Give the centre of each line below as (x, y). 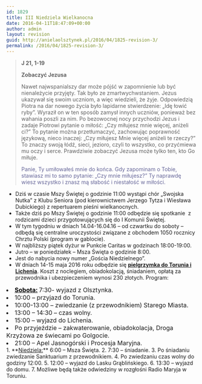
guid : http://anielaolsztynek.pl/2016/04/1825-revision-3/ (82, 40)
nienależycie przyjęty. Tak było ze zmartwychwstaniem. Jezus (99, 93)
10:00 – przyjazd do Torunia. (55, 297)
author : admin (24, 29)
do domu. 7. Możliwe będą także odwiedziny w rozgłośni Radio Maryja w (96, 369)
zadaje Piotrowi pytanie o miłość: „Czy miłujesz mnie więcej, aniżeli (105, 125)
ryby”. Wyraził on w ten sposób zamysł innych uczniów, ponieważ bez (108, 112)
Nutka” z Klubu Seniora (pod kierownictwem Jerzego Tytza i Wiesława (103, 200)
